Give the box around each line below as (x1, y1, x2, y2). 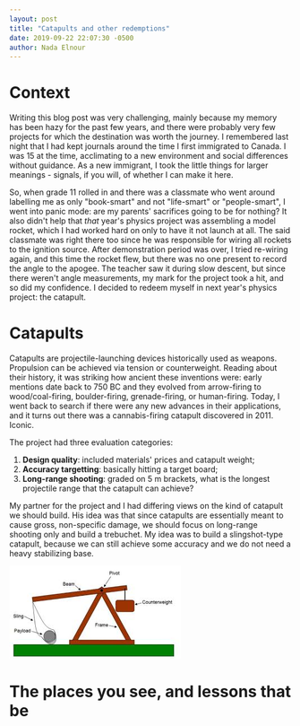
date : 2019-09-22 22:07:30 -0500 (9, 33, 134, 42)
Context (9, 83, 71, 103)
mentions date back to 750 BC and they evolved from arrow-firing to (9, 381, 261, 392)
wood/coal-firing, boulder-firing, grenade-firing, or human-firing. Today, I (9, 391, 280, 402)
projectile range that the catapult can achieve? (21, 483, 194, 494)
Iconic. (9, 420, 34, 431)
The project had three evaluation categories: (9, 437, 173, 448)
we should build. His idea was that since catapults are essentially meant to (9, 510, 284, 520)
